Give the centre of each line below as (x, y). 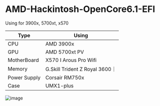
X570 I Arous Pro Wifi (71, 60)
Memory (18, 68)
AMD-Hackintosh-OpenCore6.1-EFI (80, 9)
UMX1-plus (59, 85)
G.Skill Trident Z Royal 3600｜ (81, 69)
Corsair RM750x (65, 77)
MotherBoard (23, 60)
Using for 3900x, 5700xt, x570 (37, 23)
